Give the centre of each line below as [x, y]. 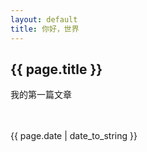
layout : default [44, 19]
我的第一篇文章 [41, 95]
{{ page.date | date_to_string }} [74, 136]
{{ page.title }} [56, 69]
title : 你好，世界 [45, 29]
